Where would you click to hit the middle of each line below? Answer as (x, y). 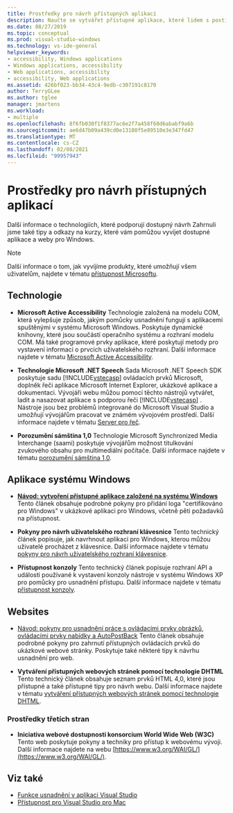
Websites (28, 611)
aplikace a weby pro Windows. (51, 239)
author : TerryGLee (34, 91)
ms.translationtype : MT (42, 136)
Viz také (25, 778)
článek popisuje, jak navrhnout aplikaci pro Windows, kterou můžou (114, 539)
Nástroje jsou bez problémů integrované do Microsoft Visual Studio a (115, 407)
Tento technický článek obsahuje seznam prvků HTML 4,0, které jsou (116, 679)
